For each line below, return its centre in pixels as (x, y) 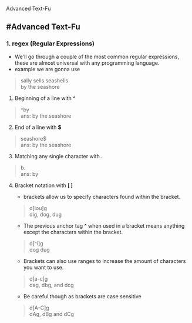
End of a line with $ (38, 127)
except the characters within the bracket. (73, 232)
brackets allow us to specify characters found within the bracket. (102, 197)
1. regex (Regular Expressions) (50, 44)
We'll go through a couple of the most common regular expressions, (97, 56)
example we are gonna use (47, 69)
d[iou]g (38, 208)
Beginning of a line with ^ (45, 98)
